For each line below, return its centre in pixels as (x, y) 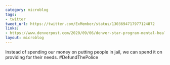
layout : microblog (25, 38)
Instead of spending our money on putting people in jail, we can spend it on (84, 52)
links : (12, 28)
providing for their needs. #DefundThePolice (52, 57)
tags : (11, 14)
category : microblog (27, 10)
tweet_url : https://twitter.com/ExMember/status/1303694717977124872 (80, 24)
